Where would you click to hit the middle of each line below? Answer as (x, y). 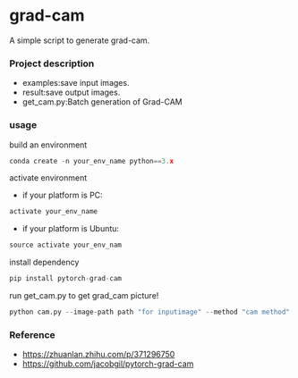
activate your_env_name (54, 212)
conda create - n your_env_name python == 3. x (92, 161)
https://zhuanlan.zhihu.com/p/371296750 (98, 355)
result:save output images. (71, 92)
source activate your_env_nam (66, 245)
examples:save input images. (76, 83)
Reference (32, 334)
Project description (52, 63)
